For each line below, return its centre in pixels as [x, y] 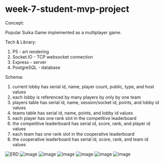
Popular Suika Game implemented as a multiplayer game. [63, 32]
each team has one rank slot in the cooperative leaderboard [73, 134]
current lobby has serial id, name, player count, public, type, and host [83, 86]
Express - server [29, 62]
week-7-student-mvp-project [67, 9]
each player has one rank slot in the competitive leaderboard [74, 118]
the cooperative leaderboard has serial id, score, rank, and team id [80, 139]
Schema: [14, 77]
